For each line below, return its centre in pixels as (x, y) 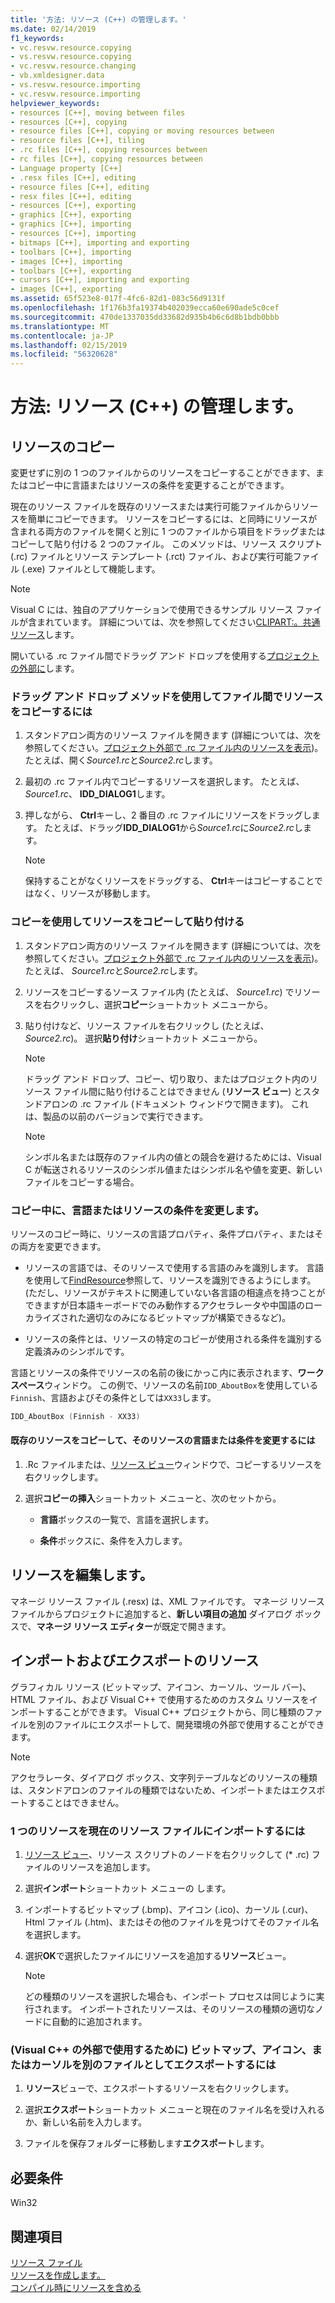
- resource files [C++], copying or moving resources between (142, 131)
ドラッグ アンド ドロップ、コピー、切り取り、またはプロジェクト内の (167, 1078)
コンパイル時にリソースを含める (76, 2287)
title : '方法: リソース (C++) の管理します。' (98, 19)
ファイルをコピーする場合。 (82, 1182)
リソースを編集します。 (81, 1575)
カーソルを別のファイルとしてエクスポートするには (153, 2064)
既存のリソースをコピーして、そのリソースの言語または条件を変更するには (163, 1440)
